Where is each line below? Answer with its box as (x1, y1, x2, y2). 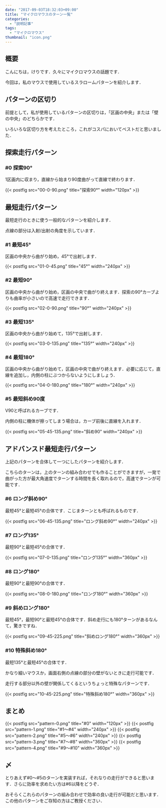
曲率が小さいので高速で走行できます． (13, 295, 92, 301)
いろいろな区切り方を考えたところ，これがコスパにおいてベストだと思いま (5, 126, 157, 132)
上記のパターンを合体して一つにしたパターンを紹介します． (5, 459, 126, 465)
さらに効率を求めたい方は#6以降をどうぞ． (13, 781, 102, 787)
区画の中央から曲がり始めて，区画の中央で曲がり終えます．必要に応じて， (5, 366, 157, 372)
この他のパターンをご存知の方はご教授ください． (5, 798, 105, 804)
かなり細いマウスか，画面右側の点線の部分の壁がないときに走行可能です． (5, 670, 157, 675)
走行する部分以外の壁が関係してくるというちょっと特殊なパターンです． (5, 680, 152, 686)
